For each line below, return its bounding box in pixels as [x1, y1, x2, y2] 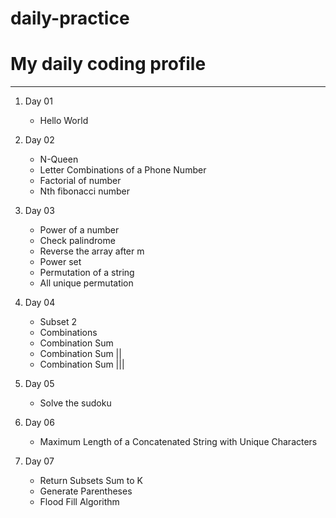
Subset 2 [39, 316, 78, 328]
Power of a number [39, 224, 120, 236]
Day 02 [24, 134, 55, 146]
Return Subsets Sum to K [39, 475, 143, 487]
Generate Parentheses [39, 485, 133, 497]
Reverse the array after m [39, 245, 145, 257]
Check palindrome [39, 235, 116, 247]
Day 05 [24, 378, 55, 390]
